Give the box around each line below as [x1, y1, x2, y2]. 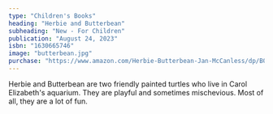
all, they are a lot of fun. [8, 96, 88, 106]
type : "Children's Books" [8, 11, 96, 20]
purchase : [8, 57, 42, 65]
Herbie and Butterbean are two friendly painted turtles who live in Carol [8, 78, 248, 89]
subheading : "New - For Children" [8, 27, 126, 35]
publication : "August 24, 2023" [8, 34, 118, 43]
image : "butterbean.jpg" [8, 49, 93, 57]
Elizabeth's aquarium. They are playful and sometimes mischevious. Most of [8, 87, 264, 97]
